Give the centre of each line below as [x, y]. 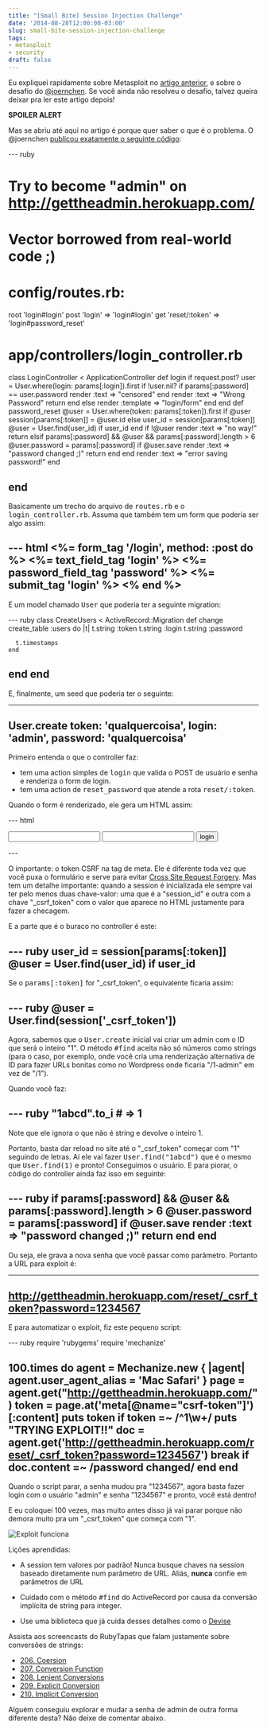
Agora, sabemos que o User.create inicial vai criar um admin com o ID [126, 1039]
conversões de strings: [46, 1645]
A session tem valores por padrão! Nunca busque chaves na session [132, 1565]
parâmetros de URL [52, 1582]
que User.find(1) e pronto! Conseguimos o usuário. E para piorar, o [123, 1165]
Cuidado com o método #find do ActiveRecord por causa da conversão [138, 1597]
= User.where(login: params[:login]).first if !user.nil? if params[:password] [128, 386]
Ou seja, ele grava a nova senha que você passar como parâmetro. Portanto [133, 1255]
